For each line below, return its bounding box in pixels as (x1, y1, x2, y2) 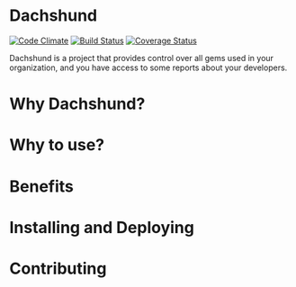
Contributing (9, 258, 107, 279)
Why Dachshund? (9, 94, 146, 114)
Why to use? (9, 135, 105, 156)
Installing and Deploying (9, 217, 195, 238)
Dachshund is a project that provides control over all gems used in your (9, 52, 274, 63)
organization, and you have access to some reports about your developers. (9, 62, 288, 73)
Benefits (9, 176, 75, 196)
